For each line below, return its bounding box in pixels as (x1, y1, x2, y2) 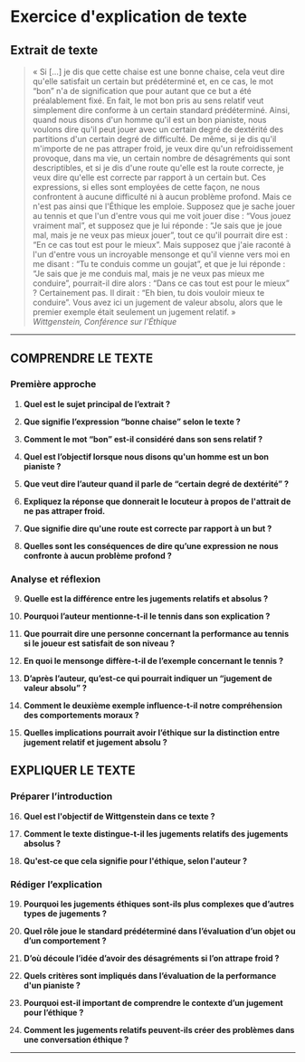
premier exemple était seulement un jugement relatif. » (32, 307, 236, 318)
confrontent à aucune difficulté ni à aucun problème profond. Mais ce (32, 192, 292, 202)
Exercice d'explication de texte (10, 6, 248, 27)
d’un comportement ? (23, 934, 107, 946)
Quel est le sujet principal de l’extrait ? (23, 398, 171, 409)
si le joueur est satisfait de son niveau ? (23, 638, 176, 649)
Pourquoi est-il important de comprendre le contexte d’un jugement (23, 997, 283, 1008)
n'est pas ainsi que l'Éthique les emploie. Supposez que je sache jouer (32, 201, 295, 212)
